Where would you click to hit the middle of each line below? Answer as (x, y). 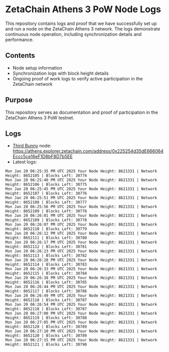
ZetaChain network (33, 84)
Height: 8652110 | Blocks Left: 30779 (46, 229)
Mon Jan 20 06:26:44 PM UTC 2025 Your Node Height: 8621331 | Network (81, 287)
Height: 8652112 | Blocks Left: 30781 (46, 247)
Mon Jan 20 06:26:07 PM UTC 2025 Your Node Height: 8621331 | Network (81, 225)
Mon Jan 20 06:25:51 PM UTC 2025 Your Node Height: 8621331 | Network (81, 198)
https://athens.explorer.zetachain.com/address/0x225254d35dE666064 (88, 151)
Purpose (19, 100)
